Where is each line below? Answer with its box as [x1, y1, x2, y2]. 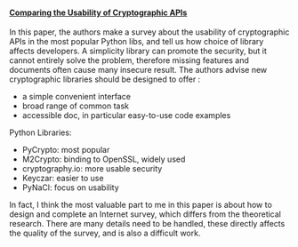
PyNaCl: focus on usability [21, 182, 120, 193]
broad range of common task [21, 100, 130, 111]
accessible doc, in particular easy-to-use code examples [21, 110, 231, 121]
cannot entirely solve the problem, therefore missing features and [9, 55, 249, 66]
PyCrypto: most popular [21, 145, 110, 155]
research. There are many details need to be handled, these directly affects [9, 219, 286, 229]
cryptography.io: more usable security [21, 163, 163, 174]
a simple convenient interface [21, 92, 132, 102]
